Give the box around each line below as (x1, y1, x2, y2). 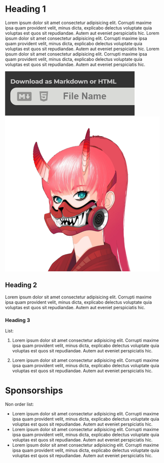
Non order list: (5, 401, 34, 407)
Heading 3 (5, 317, 30, 323)
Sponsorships (5, 385, 63, 396)
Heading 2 (5, 281, 38, 289)
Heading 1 (5, 3, 47, 15)
